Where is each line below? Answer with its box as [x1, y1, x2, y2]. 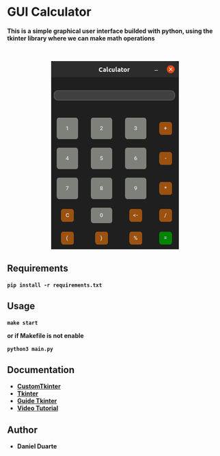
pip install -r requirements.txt [7, 282, 102, 289]
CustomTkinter [16, 382, 61, 391]
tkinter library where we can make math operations [7, 34, 155, 42]
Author [7, 424, 38, 435]
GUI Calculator [7, 4, 92, 20]
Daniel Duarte [16, 442, 57, 451]
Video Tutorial [16, 404, 59, 412]
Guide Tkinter [16, 397, 57, 405]
